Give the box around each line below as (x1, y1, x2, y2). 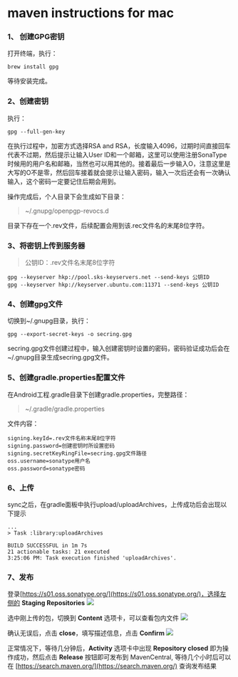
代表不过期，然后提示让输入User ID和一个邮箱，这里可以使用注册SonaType (7, 150, 227, 159)
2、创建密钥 (7, 96, 49, 106)
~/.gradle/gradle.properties (24, 404, 105, 413)
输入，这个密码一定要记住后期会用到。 (7, 177, 120, 186)
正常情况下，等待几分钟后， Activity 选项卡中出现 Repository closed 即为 (7, 644, 223, 653)
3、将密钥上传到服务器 (7, 241, 86, 251)
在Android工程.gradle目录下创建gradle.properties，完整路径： (7, 390, 190, 399)
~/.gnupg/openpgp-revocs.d (24, 206, 109, 215)
